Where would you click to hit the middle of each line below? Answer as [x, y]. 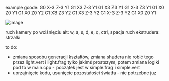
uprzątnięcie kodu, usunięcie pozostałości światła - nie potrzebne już [84, 73]
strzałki [13, 37]
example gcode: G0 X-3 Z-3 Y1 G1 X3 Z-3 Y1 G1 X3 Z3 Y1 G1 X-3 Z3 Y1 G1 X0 [85, 7]
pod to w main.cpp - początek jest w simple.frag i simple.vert [76, 68]
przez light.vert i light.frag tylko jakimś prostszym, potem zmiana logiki [86, 62]
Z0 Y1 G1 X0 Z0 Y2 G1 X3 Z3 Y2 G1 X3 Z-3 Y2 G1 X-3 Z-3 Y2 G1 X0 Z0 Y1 [81, 13]
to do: [11, 47]
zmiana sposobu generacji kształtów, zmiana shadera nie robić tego [83, 57]
